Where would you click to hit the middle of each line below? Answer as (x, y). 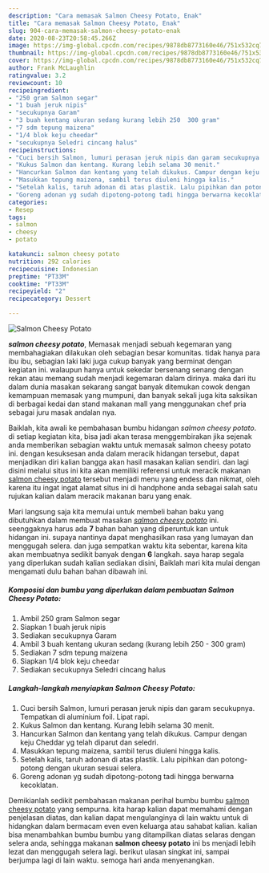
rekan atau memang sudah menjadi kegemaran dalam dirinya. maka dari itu (132, 378)
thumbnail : (26, 53)
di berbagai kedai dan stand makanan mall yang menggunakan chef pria (127, 404)
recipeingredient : (39, 90)
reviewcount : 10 (35, 83)
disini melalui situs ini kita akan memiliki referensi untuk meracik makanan (129, 471)
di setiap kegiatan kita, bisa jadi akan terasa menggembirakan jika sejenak (130, 436)
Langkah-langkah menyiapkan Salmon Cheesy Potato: (102, 688)
